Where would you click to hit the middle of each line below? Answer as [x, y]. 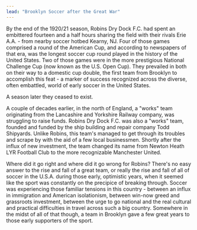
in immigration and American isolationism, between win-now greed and [93, 195]
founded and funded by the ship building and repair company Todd [88, 127]
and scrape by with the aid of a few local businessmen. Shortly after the [94, 139]
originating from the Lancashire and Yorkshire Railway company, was [90, 114]
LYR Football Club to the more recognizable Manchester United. [84, 152]
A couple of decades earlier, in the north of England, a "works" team [89, 108]
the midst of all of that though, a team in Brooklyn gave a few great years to [98, 214]
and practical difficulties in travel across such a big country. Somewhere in [97, 207]
